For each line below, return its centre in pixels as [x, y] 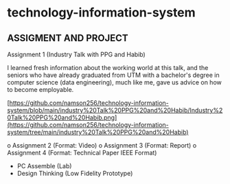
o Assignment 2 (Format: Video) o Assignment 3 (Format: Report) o [102, 145]
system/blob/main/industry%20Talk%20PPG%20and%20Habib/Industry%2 [115, 110]
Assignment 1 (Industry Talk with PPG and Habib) [76, 54]
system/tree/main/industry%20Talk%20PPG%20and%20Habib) [98, 132]
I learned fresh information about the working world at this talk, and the [108, 68]
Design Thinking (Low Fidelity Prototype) [75, 173]
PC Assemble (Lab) [44, 166]
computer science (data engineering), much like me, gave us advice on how [114, 82]
